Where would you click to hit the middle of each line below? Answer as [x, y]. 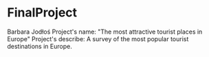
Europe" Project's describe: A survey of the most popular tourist [98, 38]
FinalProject [42, 13]
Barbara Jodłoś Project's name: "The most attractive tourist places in [105, 32]
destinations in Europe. [40, 46]
